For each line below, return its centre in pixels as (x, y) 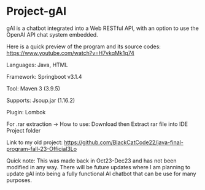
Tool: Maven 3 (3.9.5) (33, 88)
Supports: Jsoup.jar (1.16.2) (41, 100)
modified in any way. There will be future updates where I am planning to (99, 167)
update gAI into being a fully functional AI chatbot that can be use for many (101, 174)
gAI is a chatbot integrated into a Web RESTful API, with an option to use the (103, 28)
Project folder (24, 130)
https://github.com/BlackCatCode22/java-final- (124, 142)
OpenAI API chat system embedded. (52, 34)
